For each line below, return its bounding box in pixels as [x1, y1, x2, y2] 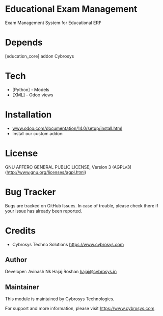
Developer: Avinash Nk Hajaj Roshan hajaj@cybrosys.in [5, 269, 117, 275]
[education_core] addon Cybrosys [5, 53, 74, 59]
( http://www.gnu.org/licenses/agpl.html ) [5, 169, 87, 175]
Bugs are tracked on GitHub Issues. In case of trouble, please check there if [5, 202, 159, 208]
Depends [5, 37, 43, 48]
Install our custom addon [12, 130, 63, 136]
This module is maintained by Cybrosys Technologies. [5, 296, 114, 302]
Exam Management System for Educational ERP [5, 20, 102, 26]
